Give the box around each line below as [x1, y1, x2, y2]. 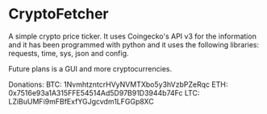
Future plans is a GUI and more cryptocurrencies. [8, 63, 172, 73]
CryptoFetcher [8, 5, 109, 23]
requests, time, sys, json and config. [8, 48, 129, 58]
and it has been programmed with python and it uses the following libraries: [8, 39, 260, 49]
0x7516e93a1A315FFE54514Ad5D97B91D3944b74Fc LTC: [8, 88, 200, 97]
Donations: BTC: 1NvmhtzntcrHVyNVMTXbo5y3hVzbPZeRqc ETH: [8, 79, 228, 89]
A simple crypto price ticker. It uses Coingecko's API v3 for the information [8, 31, 257, 41]
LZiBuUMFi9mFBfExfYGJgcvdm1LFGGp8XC [8, 96, 155, 106]
